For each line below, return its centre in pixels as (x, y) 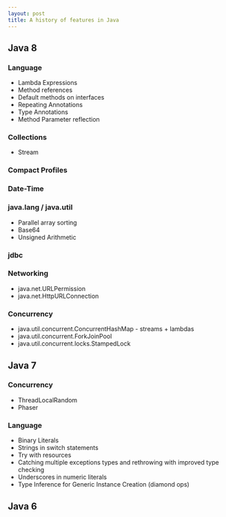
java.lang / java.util (40, 207)
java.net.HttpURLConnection (58, 296)
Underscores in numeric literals (62, 477)
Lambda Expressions (48, 83)
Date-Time (26, 189)
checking (31, 470)
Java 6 (22, 506)
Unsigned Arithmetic (47, 237)
